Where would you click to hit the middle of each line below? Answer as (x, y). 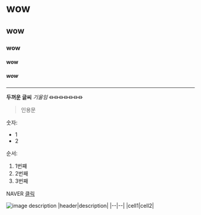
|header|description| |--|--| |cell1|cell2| (106, 206)
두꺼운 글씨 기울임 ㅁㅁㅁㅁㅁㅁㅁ (45, 97)
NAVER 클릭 (21, 194)
